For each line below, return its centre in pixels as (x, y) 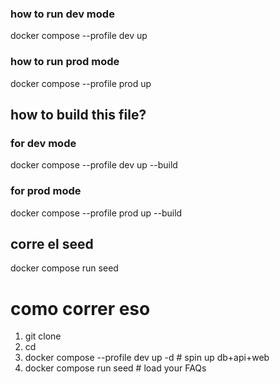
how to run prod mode (65, 62)
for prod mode (46, 191)
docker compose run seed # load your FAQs (115, 368)
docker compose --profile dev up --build (94, 165)
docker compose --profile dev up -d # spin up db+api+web (147, 358)
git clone (43, 336)
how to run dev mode (62, 14)
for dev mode (43, 143)
